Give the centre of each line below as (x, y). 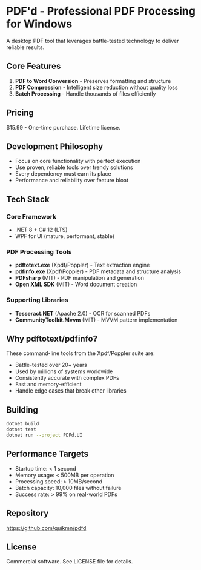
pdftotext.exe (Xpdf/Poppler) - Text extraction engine (82, 265)
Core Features (34, 66)
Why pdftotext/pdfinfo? (52, 339)
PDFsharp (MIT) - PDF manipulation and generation (79, 278)
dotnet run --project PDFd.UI (44, 435)
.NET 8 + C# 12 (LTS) (41, 230)
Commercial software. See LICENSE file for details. (70, 562)
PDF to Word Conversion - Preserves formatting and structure (93, 81)
